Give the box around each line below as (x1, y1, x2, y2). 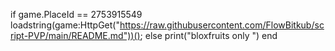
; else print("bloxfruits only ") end (139, 30, 278, 41)
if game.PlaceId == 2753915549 (10, 9, 143, 20)
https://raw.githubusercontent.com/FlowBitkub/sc (119, 19, 325, 31)
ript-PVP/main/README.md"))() (10, 30, 141, 41)
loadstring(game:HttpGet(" (10, 19, 120, 31)
